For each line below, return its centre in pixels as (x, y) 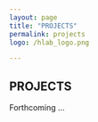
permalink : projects (48, 34)
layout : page (33, 17)
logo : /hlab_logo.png (49, 42)
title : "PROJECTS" (43, 26)
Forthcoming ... (37, 108)
